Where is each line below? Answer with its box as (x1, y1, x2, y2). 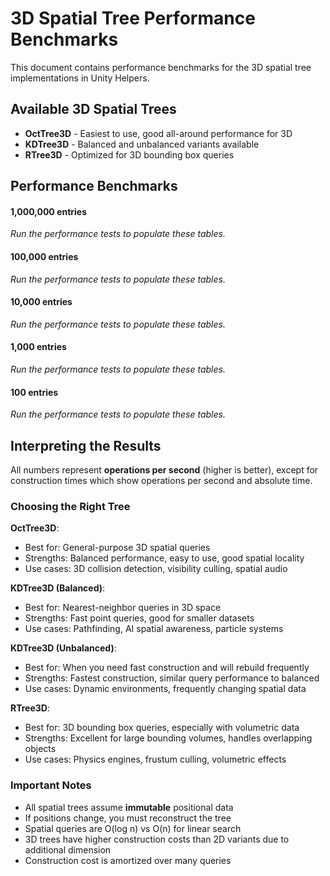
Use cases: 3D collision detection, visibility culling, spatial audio (24, 563, 288, 575)
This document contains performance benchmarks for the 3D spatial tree (10, 61, 312, 73)
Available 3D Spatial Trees (10, 101, 177, 118)
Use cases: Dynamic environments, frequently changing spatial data (24, 683, 307, 695)
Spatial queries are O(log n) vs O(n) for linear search (24, 822, 242, 834)
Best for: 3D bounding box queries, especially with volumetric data (24, 722, 300, 734)
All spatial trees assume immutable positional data (24, 801, 234, 813)
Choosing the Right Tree (10, 499, 131, 513)
